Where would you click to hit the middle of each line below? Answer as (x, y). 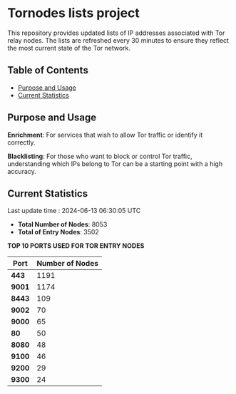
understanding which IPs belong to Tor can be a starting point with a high (115, 164)
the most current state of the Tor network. (69, 48)
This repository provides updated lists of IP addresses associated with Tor (116, 33)
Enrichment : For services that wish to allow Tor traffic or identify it (105, 135)
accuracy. (22, 171)
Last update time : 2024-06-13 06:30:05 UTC (74, 211)
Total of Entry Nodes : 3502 (58, 232)
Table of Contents (48, 70)
